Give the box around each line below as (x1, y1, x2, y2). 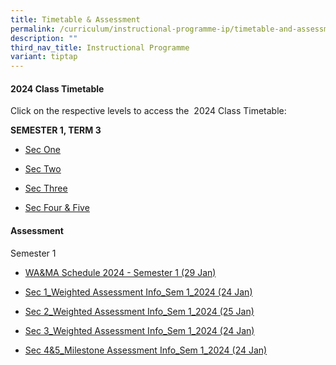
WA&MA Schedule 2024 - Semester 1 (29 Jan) (24, 266, 217, 278)
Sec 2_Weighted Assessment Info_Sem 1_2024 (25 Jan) (24, 305, 255, 317)
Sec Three (24, 182, 68, 195)
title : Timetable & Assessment (10, 14, 141, 25)
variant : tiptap (10, 52, 78, 62)
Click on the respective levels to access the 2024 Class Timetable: (10, 105, 287, 117)
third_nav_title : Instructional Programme (10, 42, 190, 53)
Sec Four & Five (24, 202, 90, 214)
